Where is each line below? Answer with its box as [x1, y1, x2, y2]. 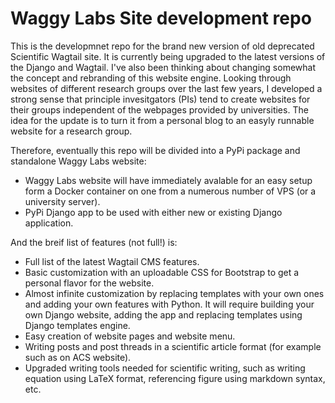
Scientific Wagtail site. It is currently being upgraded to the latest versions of [10, 50, 326, 62]
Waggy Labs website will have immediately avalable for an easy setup [24, 174, 313, 186]
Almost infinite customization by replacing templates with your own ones [24, 287, 325, 299]
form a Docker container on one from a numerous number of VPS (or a [24, 185, 317, 197]
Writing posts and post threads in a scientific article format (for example [24, 340, 322, 352]
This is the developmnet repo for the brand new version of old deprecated [10, 40, 315, 52]
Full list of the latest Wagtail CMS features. [24, 255, 200, 267]
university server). [24, 195, 101, 207]
